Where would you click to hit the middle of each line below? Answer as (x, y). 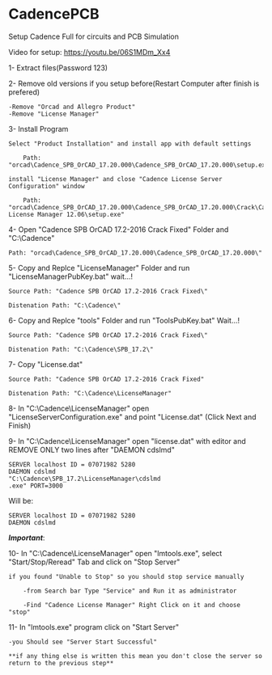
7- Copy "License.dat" (46, 364)
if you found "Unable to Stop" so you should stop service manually (126, 576)
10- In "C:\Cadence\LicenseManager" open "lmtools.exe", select (115, 553)
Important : (27, 538)
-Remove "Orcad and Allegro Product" (72, 107)
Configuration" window (47, 186)
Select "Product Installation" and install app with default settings (130, 143)
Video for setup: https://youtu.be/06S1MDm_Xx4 (89, 52)
